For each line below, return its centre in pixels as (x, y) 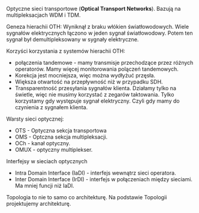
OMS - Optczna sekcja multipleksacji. (61, 137)
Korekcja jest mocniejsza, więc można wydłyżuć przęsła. (85, 75)
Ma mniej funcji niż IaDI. (44, 186)
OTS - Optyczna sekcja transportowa (61, 130)
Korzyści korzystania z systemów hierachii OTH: (66, 51)
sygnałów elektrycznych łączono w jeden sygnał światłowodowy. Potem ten (99, 33)
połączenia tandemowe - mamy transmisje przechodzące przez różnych (104, 63)
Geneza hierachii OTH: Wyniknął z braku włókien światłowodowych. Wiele (98, 27)
